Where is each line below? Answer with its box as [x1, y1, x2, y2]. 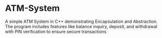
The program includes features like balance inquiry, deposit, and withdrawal [5, 23, 157, 29]
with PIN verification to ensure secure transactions [5, 28, 107, 34]
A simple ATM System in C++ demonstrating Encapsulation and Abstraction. [5, 19, 158, 24]
